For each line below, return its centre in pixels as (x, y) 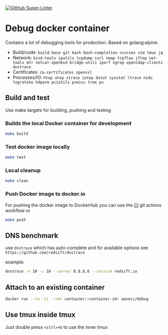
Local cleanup (23, 170)
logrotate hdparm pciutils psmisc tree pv (58, 82)
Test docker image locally (38, 146)
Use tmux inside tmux (40, 315)
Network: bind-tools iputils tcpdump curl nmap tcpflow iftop (80, 57)
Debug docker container (58, 28)
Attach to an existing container (55, 287)
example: (15, 262)
